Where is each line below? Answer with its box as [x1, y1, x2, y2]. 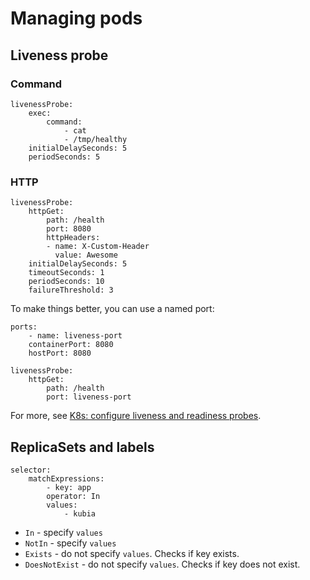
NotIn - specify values [24, 537, 117, 549]
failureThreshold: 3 [28, 285, 114, 296]
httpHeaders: [46, 233, 101, 243]
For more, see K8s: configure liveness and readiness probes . [10, 410, 262, 422]
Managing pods [10, 7, 143, 30]
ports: [10, 322, 38, 332]
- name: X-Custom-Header [46, 242, 150, 252]
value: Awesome [54, 250, 118, 261]
